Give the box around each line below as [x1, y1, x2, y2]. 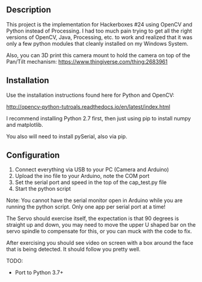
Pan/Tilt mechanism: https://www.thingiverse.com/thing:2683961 [6, 58, 168, 65]
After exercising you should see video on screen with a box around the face [6, 239, 194, 247]
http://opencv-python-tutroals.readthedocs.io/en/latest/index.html [6, 103, 170, 110]
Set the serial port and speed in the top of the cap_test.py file [14, 179, 167, 186]
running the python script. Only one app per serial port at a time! [6, 203, 166, 210]
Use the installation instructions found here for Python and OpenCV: [6, 91, 174, 99]
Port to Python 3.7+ [14, 269, 64, 276]
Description [6, 5, 51, 15]
